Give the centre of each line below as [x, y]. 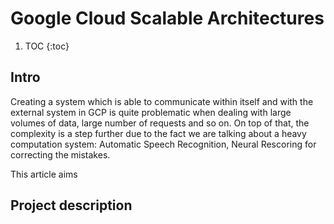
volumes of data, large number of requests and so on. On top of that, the [160, 123]
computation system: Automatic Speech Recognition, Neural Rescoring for [163, 144]
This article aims [44, 174]
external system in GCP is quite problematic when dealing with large [151, 112]
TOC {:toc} [47, 46]
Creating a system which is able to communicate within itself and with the [162, 101]
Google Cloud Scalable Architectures [167, 18]
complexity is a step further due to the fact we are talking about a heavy [158, 133]
